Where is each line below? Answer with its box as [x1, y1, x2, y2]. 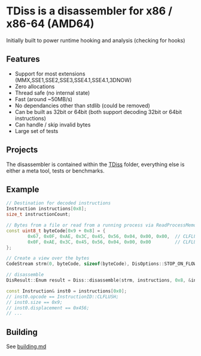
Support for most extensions [14, 70, 86, 77]
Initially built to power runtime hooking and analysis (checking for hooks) [6, 37, 185, 44]
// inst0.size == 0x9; [6, 299, 63, 305]
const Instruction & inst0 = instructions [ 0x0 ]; [6, 288, 127, 294]
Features [6, 54, 40, 64]
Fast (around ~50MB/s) [14, 95, 73, 102]
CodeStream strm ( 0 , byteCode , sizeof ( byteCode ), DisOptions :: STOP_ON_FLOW [6, 261, 197, 267]
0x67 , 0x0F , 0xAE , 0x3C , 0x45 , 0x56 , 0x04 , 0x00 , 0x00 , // [28, 233, 181, 239]
